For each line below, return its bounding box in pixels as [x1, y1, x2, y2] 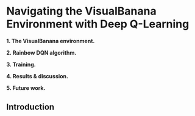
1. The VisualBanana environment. [6, 37, 95, 44]
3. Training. [6, 61, 37, 68]
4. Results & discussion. [6, 72, 69, 80]
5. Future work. [6, 84, 46, 92]
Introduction [6, 102, 55, 112]
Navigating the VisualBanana [6, 4, 157, 18]
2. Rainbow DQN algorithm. [6, 49, 77, 56]
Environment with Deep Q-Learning [6, 17, 190, 31]
